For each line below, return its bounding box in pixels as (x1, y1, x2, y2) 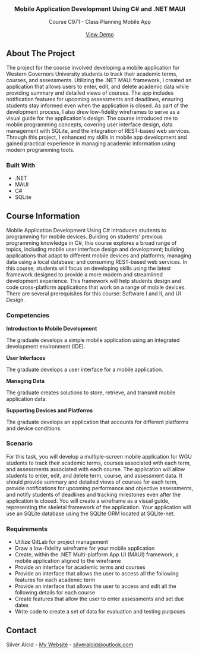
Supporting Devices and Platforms (6, 407, 93, 414)
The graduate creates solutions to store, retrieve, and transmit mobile (6, 389, 176, 396)
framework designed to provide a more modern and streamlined (6, 271, 163, 278)
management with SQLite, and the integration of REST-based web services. (6, 127, 191, 135)
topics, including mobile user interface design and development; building (6, 246, 185, 253)
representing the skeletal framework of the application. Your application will (6, 503, 191, 510)
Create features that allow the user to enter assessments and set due (14, 595, 184, 603)
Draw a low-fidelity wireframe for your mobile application (14, 544, 155, 552)
